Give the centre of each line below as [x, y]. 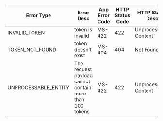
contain [83, 87]
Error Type [39, 15]
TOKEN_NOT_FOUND [32, 49]
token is [83, 30]
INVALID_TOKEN [26, 33]
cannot [82, 81]
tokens [82, 112]
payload [84, 75]
